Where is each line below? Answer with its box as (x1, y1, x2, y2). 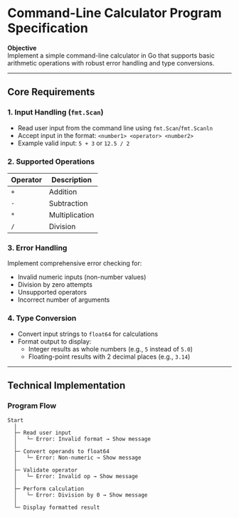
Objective (7, 43, 37, 52)
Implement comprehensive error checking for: (7, 259, 142, 268)
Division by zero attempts (17, 280, 92, 289)
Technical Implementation (7, 379, 126, 391)
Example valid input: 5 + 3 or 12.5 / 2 (17, 139, 130, 147)
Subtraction (48, 198, 88, 208)
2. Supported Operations (7, 157, 95, 166)
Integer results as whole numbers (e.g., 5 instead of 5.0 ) (28, 344, 193, 353)
